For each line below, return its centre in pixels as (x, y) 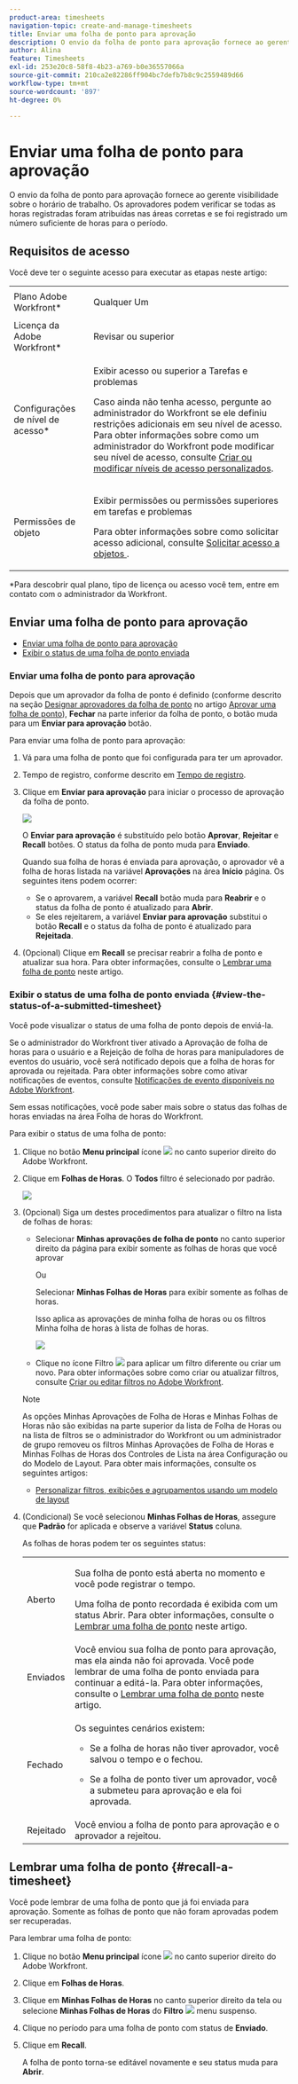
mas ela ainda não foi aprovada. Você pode (164, 1660)
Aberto (41, 1600)
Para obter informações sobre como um (176, 436)
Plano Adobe (40, 296)
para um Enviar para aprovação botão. (81, 723)
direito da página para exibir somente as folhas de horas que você (156, 1248)
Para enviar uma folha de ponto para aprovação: (98, 741)
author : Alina (35, 51)
